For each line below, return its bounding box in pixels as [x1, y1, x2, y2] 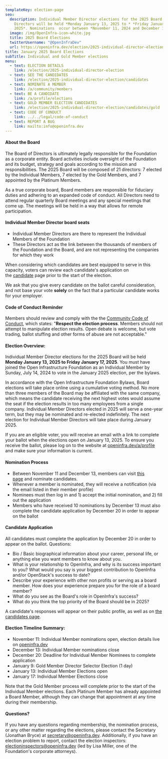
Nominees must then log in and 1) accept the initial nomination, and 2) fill [12, 491, 162, 497]
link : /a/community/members [14, 86, 72, 92]
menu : [5, 59, 16, 64]
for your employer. [5, 293, 43, 299]
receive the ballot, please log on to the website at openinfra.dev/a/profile [5, 442, 155, 448]
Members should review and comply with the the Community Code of [5, 315, 148, 321]
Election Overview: [5, 343, 46, 349]
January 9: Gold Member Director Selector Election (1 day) [12, 662, 133, 669]
